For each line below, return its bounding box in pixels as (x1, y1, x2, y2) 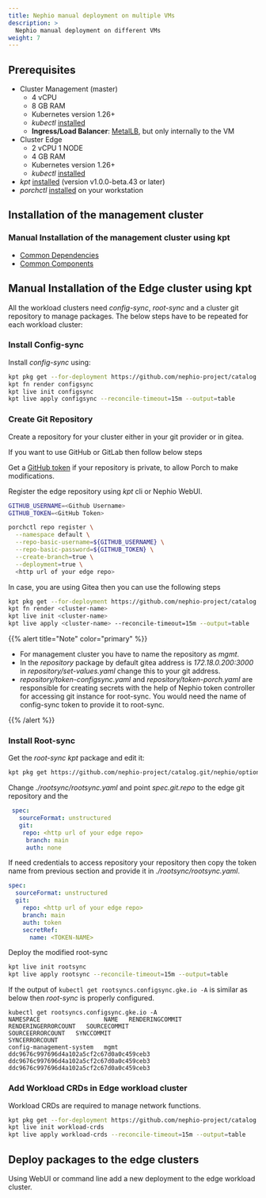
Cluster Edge (19, 135, 63, 144)
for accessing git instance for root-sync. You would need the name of (19, 691, 247, 701)
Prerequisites (8, 63, 76, 76)
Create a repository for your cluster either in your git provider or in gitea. (8, 432, 244, 441)
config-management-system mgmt (8, 1043, 119, 1052)
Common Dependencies (19, 250, 99, 260)
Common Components (19, 259, 93, 268)
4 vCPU (31, 93, 58, 102)
